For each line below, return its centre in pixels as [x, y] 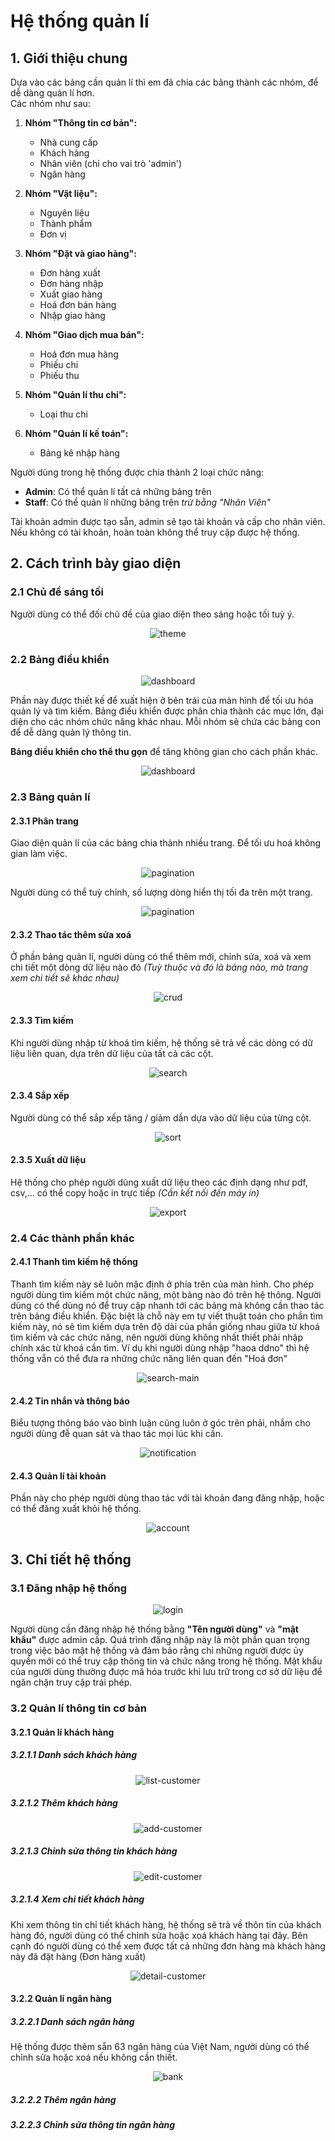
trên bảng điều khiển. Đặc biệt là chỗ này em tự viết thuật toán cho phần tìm [167, 1316]
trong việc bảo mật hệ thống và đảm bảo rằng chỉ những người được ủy [157, 1651]
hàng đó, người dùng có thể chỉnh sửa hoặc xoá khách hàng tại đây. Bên [159, 1935]
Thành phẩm [66, 223]
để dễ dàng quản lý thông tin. [71, 732]
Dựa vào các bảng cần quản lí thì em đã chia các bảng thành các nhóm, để [164, 82]
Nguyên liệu [64, 213]
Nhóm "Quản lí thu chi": [75, 394]
